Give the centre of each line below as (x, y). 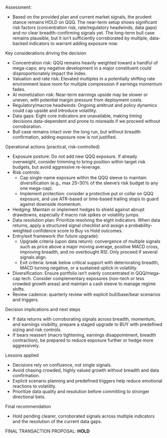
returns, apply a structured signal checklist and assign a (70, 225)
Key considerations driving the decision (46, 53)
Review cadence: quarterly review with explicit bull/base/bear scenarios (86, 294)
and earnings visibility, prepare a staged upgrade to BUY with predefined (87, 324)
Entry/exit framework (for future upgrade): (56, 236)
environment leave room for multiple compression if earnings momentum (87, 84)
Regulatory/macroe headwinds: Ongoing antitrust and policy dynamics (84, 105)
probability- (141, 225)
